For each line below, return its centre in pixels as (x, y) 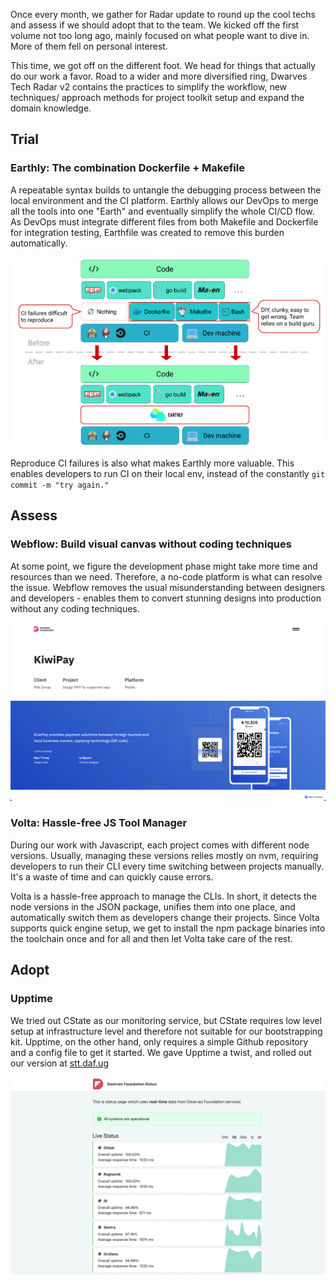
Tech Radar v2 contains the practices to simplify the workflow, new (149, 87)
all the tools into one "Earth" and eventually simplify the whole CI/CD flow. (162, 211)
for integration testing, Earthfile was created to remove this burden (147, 232)
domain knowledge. (51, 108)
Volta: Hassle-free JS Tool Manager (99, 823)
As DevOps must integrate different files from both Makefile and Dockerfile (164, 221)
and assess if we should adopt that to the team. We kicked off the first (155, 25)
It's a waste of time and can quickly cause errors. (112, 876)
